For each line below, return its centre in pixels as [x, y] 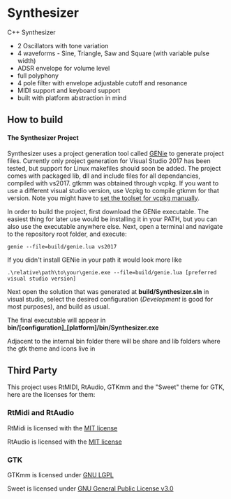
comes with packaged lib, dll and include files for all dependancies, [104, 176]
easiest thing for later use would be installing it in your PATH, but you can [112, 219]
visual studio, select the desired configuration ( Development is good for [110, 299]
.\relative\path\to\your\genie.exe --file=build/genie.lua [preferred [112, 272]
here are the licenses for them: [51, 395]
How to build [35, 120]
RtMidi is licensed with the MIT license [62, 428]
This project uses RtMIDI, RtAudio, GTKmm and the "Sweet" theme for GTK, [116, 387]
